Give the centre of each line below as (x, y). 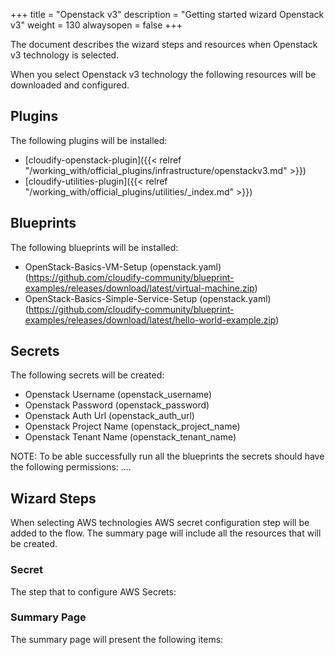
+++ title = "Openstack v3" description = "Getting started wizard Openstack (167, 14)
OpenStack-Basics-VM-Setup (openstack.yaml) (123, 266)
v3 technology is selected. (65, 55)
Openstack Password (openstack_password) (117, 405)
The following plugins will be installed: (89, 140)
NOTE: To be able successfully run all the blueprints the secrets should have (167, 456)
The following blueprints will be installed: (94, 247)
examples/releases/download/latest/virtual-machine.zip (139, 288)
